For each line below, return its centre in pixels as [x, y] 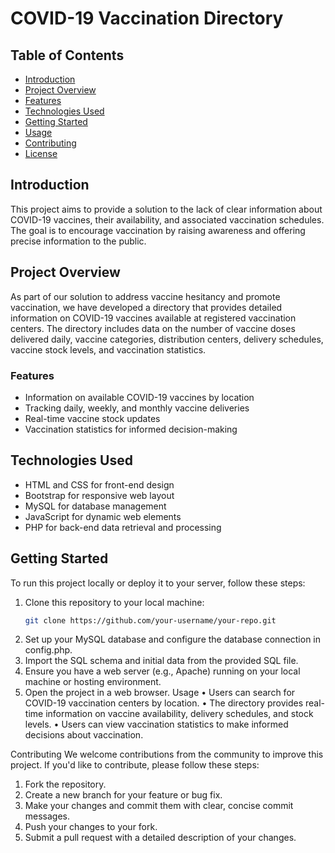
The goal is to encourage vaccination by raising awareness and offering [158, 230]
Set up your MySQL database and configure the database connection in [173, 639]
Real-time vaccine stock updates [92, 418]
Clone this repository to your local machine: [114, 602]
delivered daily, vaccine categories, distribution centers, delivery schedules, [167, 339]
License [41, 153]
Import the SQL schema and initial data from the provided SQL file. [161, 661]
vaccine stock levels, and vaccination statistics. [108, 349]
